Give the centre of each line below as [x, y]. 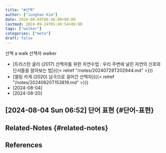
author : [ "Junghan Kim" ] [31, 15]
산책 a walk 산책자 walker [31, 53]
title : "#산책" [20, 10]
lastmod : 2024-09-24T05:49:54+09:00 [44, 24]
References [24, 145]
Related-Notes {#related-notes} [57, 128]
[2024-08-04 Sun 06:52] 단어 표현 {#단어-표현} [80, 110]
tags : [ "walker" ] [24, 29]
